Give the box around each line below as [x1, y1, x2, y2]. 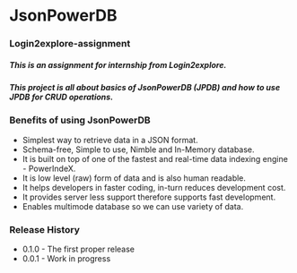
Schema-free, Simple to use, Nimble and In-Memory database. [22, 144, 255, 155]
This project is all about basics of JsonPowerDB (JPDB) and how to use [9, 82, 281, 93]
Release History [9, 223, 81, 235]
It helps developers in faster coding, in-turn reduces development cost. [22, 182, 286, 192]
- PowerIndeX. [22, 163, 76, 174]
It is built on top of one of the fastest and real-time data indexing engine [22, 153, 289, 164]
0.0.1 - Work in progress [22, 253, 111, 264]
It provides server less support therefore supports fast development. [22, 192, 276, 202]
